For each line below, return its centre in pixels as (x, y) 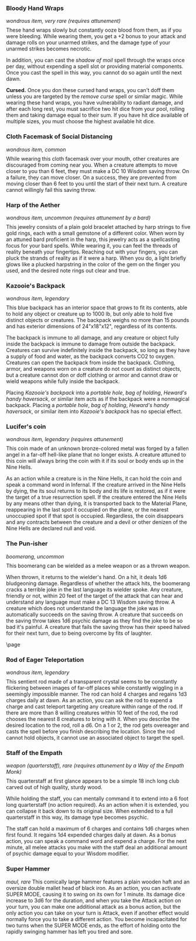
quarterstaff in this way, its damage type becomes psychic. (78, 817)
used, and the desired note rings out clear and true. (68, 270)
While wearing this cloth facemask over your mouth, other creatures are (93, 158)
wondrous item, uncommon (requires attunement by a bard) (78, 218)
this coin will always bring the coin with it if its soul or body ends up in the (95, 461)
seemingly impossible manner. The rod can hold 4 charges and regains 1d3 (97, 694)
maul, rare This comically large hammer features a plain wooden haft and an (98, 882)
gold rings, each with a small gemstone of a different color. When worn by (95, 233)
